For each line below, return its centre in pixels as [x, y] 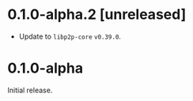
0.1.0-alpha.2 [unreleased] [97, 15]
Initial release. [30, 90]
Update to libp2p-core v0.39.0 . [70, 36]
